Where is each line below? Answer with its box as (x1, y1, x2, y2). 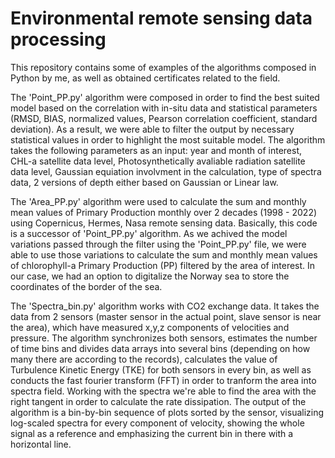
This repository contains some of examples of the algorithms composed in (10, 61, 317, 73)
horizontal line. (10, 438, 72, 450)
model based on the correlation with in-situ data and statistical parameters (10, 102, 318, 114)
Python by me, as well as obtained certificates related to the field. (10, 72, 281, 84)
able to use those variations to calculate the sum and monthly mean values (10, 248, 318, 261)
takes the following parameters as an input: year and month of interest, (10, 144, 303, 156)
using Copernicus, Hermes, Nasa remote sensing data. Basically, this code (10, 217, 318, 229)
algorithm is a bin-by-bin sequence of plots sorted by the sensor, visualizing (10, 406, 325, 418)
